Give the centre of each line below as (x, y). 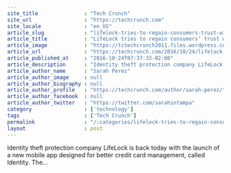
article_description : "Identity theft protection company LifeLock (115, 65)
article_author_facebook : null (55, 97)
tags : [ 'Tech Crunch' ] (72, 115)
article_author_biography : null (55, 84)
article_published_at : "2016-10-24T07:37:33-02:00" (90, 58)
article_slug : (47, 33)
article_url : (47, 52)
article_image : (47, 45)
